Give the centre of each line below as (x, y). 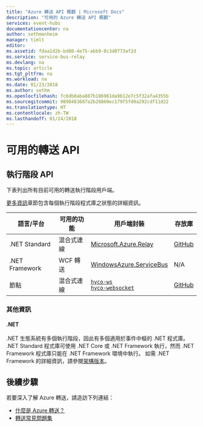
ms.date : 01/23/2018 (32, 85)
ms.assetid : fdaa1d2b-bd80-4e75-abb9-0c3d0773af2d (71, 51)
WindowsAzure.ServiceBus (129, 265)
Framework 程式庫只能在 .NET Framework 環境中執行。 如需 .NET (88, 353)
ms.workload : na (27, 79)
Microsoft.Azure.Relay (122, 244)
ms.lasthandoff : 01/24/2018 (42, 118)
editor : (16, 46)
